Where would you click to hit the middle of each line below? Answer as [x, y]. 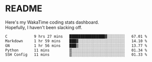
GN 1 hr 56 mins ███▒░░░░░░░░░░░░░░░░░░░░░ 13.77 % [76, 46]
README [24, 9]
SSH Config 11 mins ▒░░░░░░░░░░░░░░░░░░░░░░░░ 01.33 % [76, 55]
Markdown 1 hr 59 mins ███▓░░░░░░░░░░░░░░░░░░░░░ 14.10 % [76, 41]
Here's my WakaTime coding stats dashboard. [52, 22]
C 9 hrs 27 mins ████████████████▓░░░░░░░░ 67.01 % [76, 36]
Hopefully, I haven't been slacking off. [44, 27]
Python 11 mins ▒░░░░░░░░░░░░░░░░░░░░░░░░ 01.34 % [76, 50]
